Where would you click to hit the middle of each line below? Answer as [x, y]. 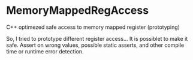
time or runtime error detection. [45, 51]
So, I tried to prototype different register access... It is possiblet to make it [97, 38]
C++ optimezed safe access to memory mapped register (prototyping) [93, 27]
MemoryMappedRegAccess [77, 10]
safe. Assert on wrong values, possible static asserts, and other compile [95, 45]
